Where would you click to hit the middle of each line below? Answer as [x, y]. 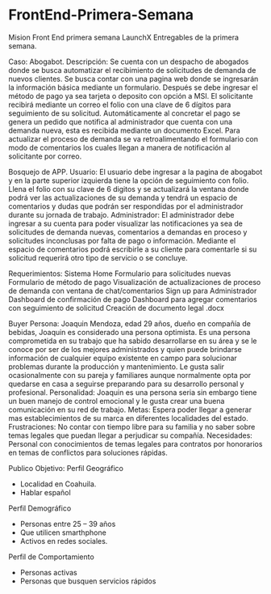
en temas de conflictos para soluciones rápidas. [88, 452]
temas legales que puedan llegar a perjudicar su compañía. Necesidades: [130, 435]
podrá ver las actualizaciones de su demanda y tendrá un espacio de [123, 197]
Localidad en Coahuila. [58, 484]
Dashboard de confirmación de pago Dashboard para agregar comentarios [133, 299]
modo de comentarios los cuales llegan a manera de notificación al [120, 147]
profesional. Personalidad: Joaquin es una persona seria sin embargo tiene [133, 392]
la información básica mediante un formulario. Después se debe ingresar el [133, 87]
